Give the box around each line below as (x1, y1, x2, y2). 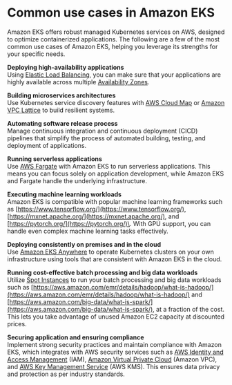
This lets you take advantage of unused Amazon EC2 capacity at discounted (7, 312, 225, 321)
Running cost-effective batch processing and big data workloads (7, 268, 198, 276)
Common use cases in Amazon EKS (7, 5, 215, 21)
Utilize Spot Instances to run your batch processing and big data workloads (7, 275, 222, 284)
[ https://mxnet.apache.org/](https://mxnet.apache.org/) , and (7, 212, 180, 220)
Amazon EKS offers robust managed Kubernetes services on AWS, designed (7, 28, 225, 36)
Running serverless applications (7, 154, 102, 163)
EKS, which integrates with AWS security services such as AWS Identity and (7, 348, 224, 356)
